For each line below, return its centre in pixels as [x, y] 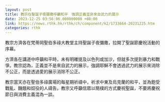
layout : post [18, 10]
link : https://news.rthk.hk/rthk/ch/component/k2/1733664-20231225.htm [80, 23]
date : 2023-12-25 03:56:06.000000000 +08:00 [51, 19]
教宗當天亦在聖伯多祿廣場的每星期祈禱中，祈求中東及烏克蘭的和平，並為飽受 [82, 82]
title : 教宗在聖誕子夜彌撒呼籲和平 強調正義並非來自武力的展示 [62, 14]
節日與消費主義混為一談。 [31, 95]
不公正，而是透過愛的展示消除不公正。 [44, 71]
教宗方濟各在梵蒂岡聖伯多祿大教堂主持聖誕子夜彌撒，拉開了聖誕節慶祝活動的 [82, 43]
